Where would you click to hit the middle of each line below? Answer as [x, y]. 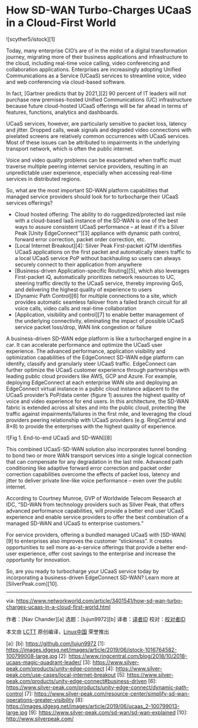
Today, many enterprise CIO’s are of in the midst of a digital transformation [97, 50]
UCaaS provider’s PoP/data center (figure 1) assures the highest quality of [96, 395]
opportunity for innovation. [39, 560]
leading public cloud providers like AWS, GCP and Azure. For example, [92, 376]
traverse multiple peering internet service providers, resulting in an [87, 166]
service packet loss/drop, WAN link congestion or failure [83, 327]
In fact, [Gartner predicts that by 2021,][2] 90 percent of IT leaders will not [96, 93]
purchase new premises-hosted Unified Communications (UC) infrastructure [99, 99]
